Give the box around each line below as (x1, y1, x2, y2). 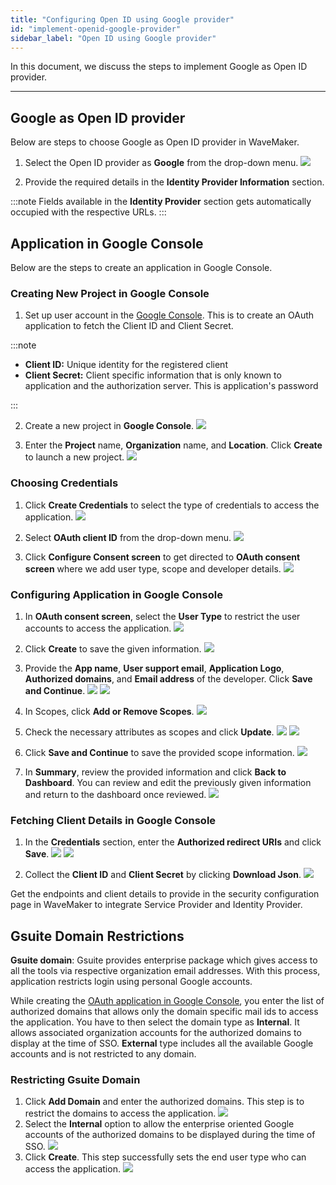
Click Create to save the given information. (24, 642, 202, 655)
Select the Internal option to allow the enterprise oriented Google (24, 1118, 295, 1130)
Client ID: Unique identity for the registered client (24, 359, 228, 371)
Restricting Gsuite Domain (10, 1072, 141, 1086)
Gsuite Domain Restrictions (10, 927, 185, 945)
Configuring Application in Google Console (10, 587, 223, 601)
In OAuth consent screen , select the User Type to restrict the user (24, 610, 301, 622)
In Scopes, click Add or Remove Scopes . (24, 705, 195, 717)
